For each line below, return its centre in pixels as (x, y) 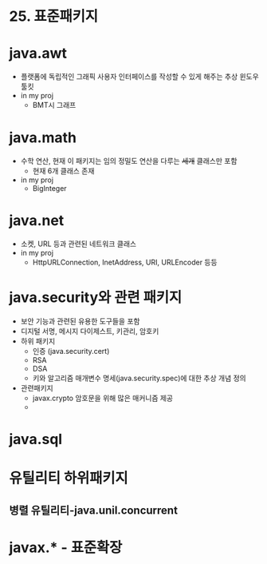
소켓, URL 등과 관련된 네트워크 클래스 (79, 244)
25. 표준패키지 (54, 16)
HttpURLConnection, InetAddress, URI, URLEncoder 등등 (125, 262)
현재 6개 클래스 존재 (63, 171)
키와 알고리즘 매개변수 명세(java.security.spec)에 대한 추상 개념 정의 (139, 378)
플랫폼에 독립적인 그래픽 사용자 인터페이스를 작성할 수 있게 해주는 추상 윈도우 (140, 77)
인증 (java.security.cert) (71, 351)
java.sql (36, 439)
